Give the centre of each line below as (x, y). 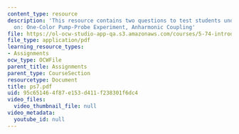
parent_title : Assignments (47, 67)
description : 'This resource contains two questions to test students (114, 21)
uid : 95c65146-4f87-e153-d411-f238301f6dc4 (73, 93)
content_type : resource (43, 14)
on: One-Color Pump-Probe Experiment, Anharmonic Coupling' (105, 27)
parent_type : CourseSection (49, 73)
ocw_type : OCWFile (34, 60)
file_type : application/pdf (49, 40)
